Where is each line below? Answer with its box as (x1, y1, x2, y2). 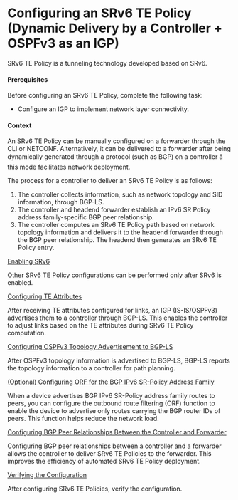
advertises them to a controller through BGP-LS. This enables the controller (7, 313, 228, 322)
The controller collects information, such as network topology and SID (17, 190, 223, 199)
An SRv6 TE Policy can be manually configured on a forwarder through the (7, 137, 226, 145)
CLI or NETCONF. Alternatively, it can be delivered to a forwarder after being (7, 145, 231, 153)
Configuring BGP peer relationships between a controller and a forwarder (7, 442, 222, 450)
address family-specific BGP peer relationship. (17, 213, 154, 222)
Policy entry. (17, 244, 55, 252)
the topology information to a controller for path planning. (7, 364, 175, 373)
